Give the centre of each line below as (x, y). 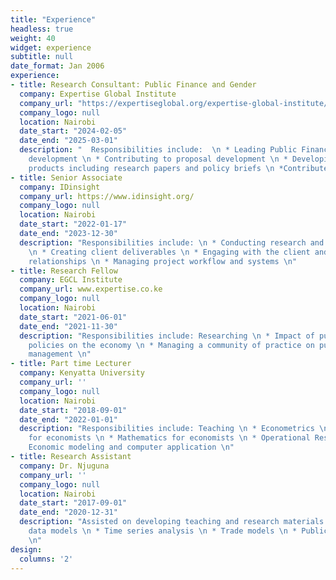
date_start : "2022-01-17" (73, 224)
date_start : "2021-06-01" (73, 317)
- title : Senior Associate (66, 177)
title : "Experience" (53, 19)
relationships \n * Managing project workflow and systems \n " (163, 261)
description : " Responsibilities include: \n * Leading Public (158, 150)
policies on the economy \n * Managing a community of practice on (171, 345)
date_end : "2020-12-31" (68, 512)
